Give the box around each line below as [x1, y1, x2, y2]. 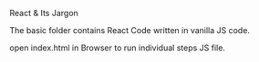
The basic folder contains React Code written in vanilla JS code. [9, 25, 251, 35]
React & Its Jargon [9, 8, 79, 18]
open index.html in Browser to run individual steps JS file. [9, 42, 226, 53]
